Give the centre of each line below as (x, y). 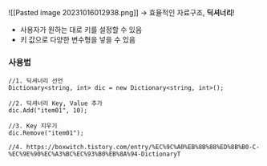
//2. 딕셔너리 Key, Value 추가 (55, 103)
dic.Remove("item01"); (46, 133)
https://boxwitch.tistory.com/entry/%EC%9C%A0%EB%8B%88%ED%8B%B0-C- (143, 148)
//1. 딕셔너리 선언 (36, 81)
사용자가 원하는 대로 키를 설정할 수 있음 (81, 30)
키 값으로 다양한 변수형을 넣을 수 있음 (78, 40)
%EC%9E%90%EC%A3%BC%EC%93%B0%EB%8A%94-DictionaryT (95, 154)
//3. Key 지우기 (33, 126)
